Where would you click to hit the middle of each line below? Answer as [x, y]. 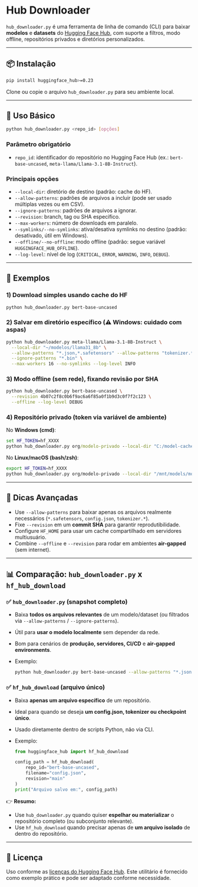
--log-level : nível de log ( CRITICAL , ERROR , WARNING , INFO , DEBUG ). [92, 254]
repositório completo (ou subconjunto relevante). [74, 821]
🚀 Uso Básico [31, 116]
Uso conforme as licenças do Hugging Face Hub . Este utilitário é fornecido [97, 872]
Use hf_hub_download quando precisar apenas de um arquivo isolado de [102, 827]
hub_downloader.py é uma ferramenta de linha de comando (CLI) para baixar [98, 27]
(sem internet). [33, 549]
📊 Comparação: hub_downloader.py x [74, 574]
